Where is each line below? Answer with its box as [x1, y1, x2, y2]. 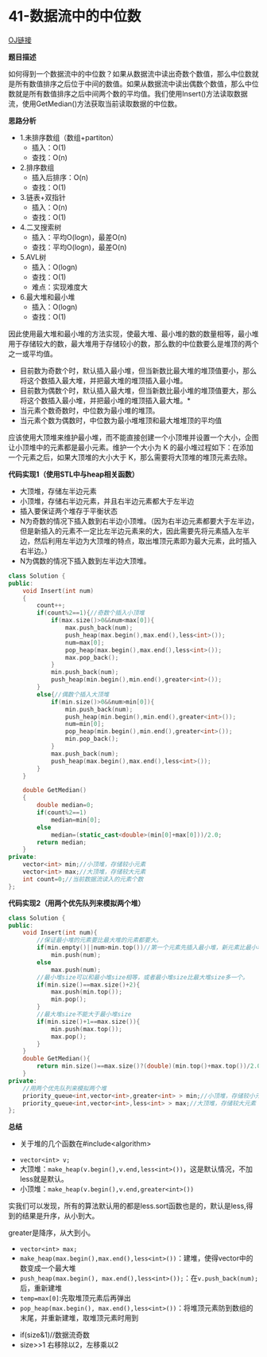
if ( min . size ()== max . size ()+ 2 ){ [37, 981, 141, 989]
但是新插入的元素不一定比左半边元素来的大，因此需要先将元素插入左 [19, 526, 243, 535]
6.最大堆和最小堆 [19, 292, 75, 301]
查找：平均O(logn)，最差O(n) [31, 242, 127, 252]
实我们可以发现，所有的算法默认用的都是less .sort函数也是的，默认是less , [8, 1201, 246, 1211]
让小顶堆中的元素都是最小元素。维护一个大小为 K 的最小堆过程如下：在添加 [8, 442, 254, 452]
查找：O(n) [31, 152, 68, 162]
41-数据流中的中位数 [8, 7, 141, 25]
